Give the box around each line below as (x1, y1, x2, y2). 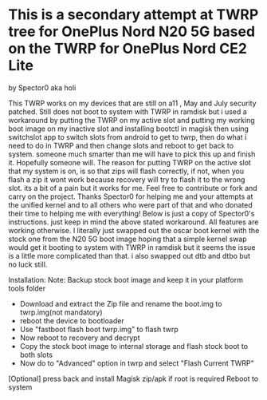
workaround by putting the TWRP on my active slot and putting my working (8, 115, 255, 125)
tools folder (8, 283, 46, 293)
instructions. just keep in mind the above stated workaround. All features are (8, 217, 259, 227)
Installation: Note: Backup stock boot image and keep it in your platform (8, 275, 243, 284)
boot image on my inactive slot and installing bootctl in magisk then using (8, 124, 249, 133)
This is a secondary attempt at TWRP (8, 6, 259, 24)
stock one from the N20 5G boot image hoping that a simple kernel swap (8, 234, 247, 244)
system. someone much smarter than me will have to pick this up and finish (8, 149, 256, 159)
